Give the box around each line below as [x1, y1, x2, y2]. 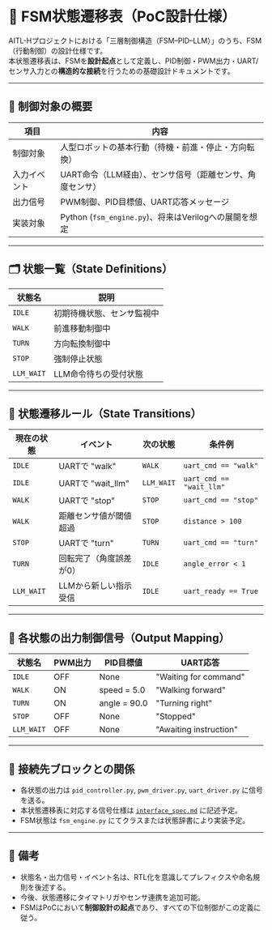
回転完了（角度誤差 [58, 552, 132, 564]
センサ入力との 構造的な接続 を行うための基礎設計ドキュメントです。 [8, 66, 235, 75]
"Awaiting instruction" [155, 724, 239, 736]
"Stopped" [155, 710, 196, 722]
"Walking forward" [155, 685, 226, 696]
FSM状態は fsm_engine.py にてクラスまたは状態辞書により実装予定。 [19, 816, 250, 825]
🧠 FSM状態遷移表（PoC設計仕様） [8, 7, 236, 26]
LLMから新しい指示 [58, 580, 132, 591]
